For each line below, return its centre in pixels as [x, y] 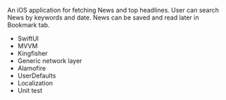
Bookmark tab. [29, 25]
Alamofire [32, 68]
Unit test [30, 91]
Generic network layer [50, 61]
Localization [35, 83]
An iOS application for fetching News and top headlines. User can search [113, 10]
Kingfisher [32, 53]
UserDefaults [37, 76]
